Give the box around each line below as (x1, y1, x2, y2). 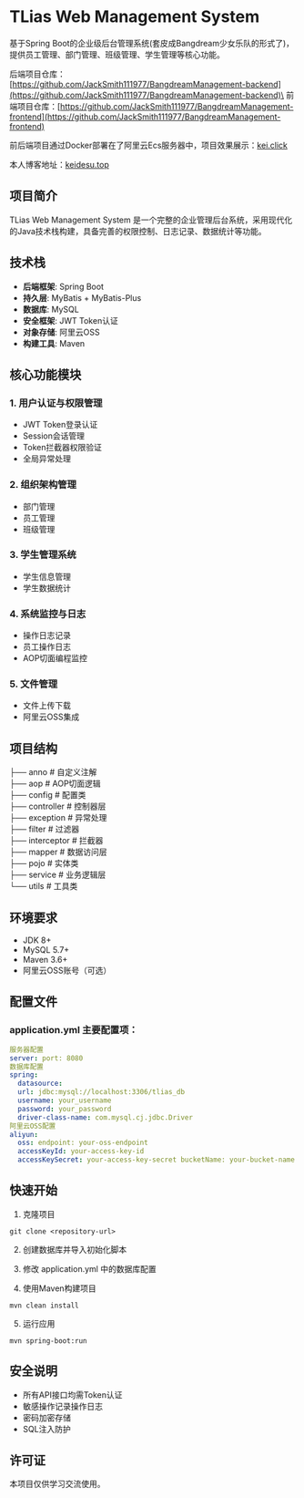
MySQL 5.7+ (22, 945, 70, 956)
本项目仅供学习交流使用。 (9, 1479, 106, 1490)
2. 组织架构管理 (9, 479, 77, 491)
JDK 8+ (22, 935, 52, 945)
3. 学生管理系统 (9, 549, 77, 562)
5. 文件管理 (9, 677, 58, 690)
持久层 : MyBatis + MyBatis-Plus (22, 292, 142, 303)
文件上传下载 (22, 700, 71, 711)
